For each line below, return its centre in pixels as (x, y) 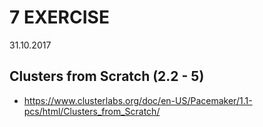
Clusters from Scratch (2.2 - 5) (107, 76)
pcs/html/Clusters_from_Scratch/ (92, 111)
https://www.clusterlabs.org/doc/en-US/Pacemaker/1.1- (138, 100)
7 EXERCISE (59, 17)
